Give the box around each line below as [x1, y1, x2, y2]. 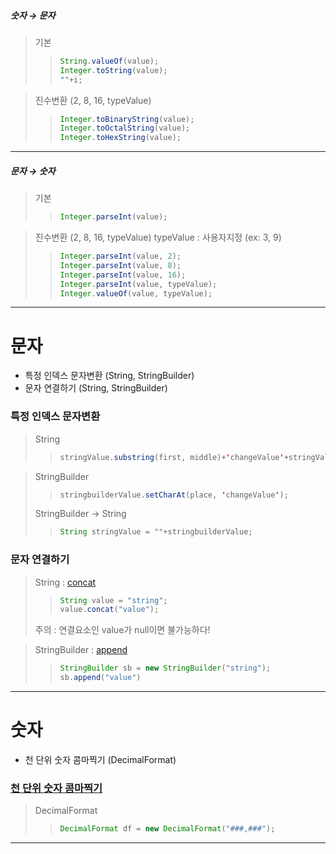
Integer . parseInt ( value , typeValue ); [59, 279, 218, 289]
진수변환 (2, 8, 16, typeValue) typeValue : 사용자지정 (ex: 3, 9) [34, 231, 282, 244]
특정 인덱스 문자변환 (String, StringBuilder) [24, 370, 195, 382]
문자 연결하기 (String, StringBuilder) [24, 382, 168, 394]
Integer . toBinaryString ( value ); [59, 114, 195, 124]
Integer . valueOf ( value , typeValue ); [59, 288, 213, 299]
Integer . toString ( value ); [59, 65, 168, 75]
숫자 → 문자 [10, 9, 56, 21]
